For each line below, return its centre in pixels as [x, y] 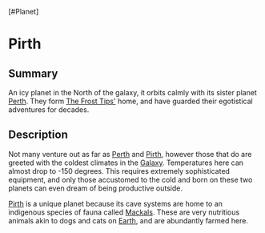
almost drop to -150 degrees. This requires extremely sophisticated [119, 171]
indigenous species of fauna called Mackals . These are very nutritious [124, 212]
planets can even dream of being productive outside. [95, 188]
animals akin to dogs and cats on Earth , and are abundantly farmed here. [128, 220]
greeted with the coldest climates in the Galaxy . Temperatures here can [126, 163]
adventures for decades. [49, 110]
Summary [33, 73]
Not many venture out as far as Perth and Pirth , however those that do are [130, 154]
